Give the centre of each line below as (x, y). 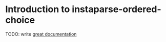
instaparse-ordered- (116, 9)
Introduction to (38, 9)
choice (20, 20)
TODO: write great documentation (41, 34)
